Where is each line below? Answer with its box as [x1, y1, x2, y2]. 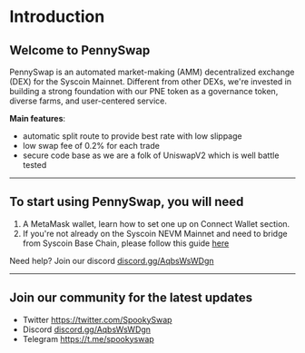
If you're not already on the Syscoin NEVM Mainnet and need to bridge [22, 228, 288, 239]
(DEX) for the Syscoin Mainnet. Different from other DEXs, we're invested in [9, 76, 292, 87]
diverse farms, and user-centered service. [9, 95, 168, 106]
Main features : [9, 113, 66, 123]
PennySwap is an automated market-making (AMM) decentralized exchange [9, 66, 295, 77]
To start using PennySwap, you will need [9, 194, 244, 210]
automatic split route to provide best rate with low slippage [22, 131, 242, 142]
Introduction [9, 6, 105, 27]
